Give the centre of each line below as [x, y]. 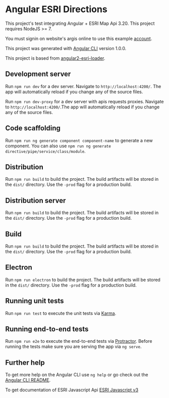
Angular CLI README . [28, 380]
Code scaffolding [33, 128]
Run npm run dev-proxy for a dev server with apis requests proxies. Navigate [84, 101]
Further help [25, 362]
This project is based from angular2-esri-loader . [55, 58]
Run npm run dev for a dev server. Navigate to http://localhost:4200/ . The [83, 86]
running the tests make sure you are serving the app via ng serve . [73, 347]
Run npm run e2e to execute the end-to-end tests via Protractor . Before [79, 341]
